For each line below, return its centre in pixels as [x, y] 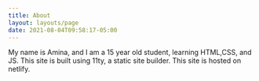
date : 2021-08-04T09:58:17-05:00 [63, 30]
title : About [29, 15]
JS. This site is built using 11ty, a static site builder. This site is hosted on [125, 61]
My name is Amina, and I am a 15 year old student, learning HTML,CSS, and [130, 53]
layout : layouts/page [44, 23]
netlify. [19, 69]
